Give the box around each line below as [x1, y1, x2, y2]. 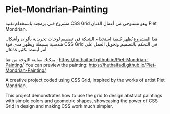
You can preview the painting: [25, 62, 88, 68]
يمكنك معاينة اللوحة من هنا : [5, 56, 58, 62]
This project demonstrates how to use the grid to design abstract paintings [5, 92, 162, 98]
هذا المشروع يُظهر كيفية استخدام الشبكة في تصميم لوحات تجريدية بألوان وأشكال [5, 36, 158, 42]
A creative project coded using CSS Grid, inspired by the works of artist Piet [5, 77, 165, 83]
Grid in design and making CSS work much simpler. [5, 103, 113, 109]
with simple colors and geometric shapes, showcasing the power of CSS [5, 98, 158, 104]
